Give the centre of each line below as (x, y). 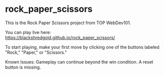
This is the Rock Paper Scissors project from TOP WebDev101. (68, 23)
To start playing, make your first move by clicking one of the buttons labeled (82, 47)
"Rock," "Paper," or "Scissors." (36, 52)
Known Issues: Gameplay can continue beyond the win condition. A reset (79, 62)
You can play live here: (28, 32)
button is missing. (23, 67)
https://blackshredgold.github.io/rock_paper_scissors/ (60, 37)
